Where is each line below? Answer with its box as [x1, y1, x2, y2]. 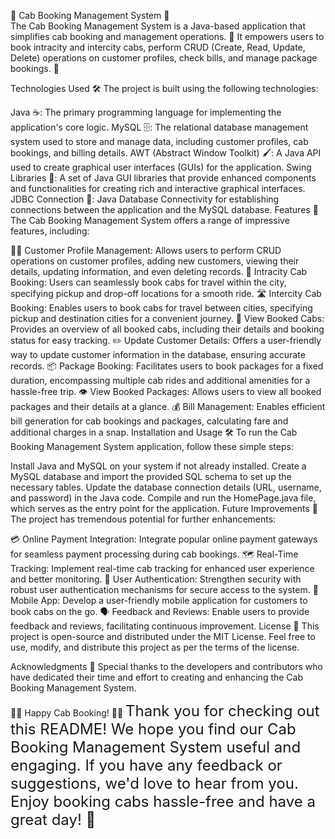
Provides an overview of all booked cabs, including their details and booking [10, 323, 325, 335]
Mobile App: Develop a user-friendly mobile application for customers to [10, 595, 308, 606]
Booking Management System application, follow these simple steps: [10, 441, 294, 452]
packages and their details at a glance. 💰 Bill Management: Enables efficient [10, 401, 326, 412]
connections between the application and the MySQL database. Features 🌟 [10, 204, 319, 215]
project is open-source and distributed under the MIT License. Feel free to [10, 631, 316, 642]
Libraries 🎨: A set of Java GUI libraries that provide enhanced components [10, 172, 317, 184]
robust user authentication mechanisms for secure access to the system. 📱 [10, 584, 319, 595]
